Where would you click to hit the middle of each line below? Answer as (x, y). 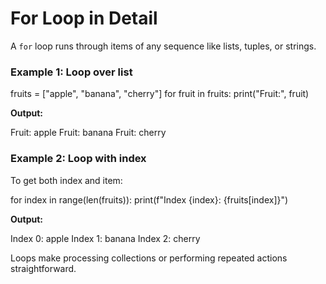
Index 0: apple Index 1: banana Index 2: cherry (105, 238)
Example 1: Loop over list (71, 72)
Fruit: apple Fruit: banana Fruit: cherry (88, 133)
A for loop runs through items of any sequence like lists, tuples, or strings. (163, 46)
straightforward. (43, 268)
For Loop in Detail (84, 18)
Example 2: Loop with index (78, 159)
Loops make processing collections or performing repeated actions (149, 258)
